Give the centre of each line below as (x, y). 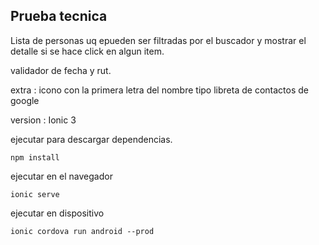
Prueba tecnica (59, 16)
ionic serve (35, 194)
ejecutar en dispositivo (57, 213)
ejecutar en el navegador (61, 176)
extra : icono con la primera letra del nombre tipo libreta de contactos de (159, 90)
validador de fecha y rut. (61, 70)
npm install (35, 157)
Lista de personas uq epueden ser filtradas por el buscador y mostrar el (158, 40)
